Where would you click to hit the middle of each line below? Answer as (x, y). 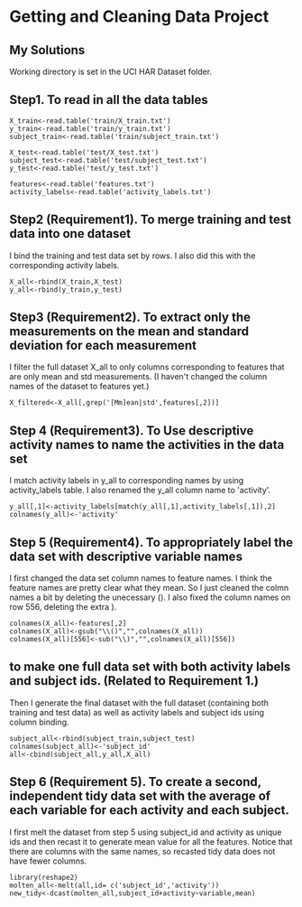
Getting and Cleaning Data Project (139, 17)
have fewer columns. (48, 861)
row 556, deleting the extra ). (63, 607)
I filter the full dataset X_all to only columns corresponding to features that (147, 367)
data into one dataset (70, 234)
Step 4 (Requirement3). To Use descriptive (132, 430)
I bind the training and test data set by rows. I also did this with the (133, 256)
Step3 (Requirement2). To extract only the (130, 318)
